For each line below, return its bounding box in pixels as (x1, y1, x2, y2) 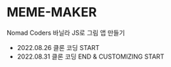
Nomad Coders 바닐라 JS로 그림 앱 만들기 (6, 28, 125, 37)
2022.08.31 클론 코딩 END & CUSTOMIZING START (16, 52, 165, 61)
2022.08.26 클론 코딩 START (16, 43, 100, 51)
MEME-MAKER (6, 4, 97, 20)
